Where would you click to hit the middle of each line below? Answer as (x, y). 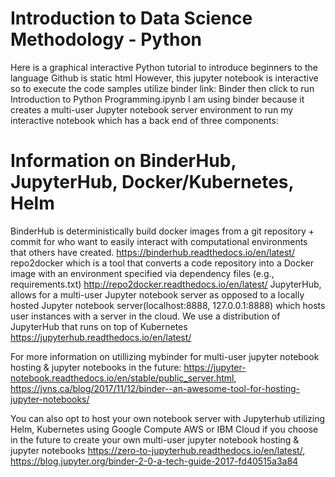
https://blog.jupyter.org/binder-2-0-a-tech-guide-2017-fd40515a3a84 (154, 461)
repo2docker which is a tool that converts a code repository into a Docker (162, 263)
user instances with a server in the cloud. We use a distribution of (145, 316)
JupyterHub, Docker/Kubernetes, (152, 182)
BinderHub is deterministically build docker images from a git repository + (162, 231)
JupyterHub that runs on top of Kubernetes (99, 326)
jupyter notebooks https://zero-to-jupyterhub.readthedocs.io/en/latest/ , (158, 450)
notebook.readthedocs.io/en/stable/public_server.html (122, 378)
